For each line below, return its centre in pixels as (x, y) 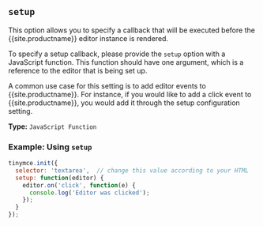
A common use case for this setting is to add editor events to (107, 85)
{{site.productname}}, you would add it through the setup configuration (124, 103)
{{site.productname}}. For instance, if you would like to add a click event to (130, 94)
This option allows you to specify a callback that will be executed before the (131, 30)
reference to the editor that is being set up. (78, 70)
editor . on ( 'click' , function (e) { (79, 185)
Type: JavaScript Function (53, 126)
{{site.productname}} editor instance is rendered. (88, 38)
